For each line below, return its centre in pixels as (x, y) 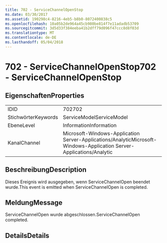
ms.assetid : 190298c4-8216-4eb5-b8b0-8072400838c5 (59, 19)
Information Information (90, 125)
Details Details (27, 235)
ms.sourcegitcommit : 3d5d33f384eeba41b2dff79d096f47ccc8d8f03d (72, 28)
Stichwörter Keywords (33, 117)
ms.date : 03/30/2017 (27, 14)
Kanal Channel (24, 142)
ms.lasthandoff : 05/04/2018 (34, 42)
